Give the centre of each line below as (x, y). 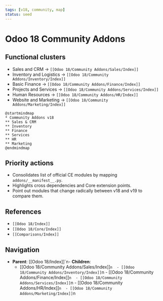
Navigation (22, 250)
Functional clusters (35, 57)
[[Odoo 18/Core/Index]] (37, 229)
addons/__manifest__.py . (37, 180)
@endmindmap (17, 148)
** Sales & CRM (21, 122)
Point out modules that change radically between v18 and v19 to (77, 191)
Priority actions (29, 163)
